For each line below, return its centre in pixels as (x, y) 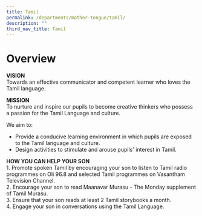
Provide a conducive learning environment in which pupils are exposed (103, 137)
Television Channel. (31, 181)
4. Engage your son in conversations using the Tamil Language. (85, 206)
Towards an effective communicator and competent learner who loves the (98, 82)
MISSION (18, 100)
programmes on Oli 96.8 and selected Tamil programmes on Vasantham (96, 174)
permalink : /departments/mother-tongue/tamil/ (66, 18)
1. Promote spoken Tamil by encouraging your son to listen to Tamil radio (97, 168)
